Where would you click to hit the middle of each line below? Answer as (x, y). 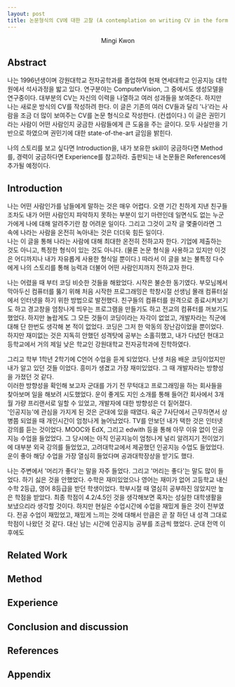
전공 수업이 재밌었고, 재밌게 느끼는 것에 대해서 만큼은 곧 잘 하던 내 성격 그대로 (122, 515)
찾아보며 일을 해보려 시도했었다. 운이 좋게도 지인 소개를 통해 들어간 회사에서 (110, 394)
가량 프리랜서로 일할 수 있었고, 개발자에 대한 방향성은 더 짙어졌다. (103, 403)
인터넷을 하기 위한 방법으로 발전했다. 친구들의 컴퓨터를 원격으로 (106, 301)
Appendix (29, 675)
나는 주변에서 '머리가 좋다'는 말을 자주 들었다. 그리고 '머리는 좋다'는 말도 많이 (112, 471)
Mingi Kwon (118, 40)
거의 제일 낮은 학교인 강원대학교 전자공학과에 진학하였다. (114, 344)
